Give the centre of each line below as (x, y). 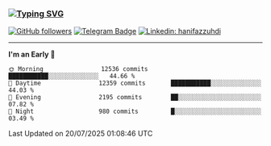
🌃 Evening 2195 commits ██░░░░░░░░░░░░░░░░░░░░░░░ (135, 98)
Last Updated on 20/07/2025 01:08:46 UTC (81, 134)
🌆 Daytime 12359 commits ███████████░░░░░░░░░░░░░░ (135, 83)
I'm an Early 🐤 (32, 54)
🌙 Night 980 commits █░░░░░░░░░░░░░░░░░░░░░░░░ (135, 112)
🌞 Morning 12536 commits (78, 69)
